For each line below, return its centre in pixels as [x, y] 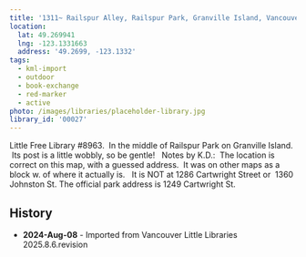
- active [34, 103]
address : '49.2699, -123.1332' [77, 52]
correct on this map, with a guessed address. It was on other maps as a [145, 165]
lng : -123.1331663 [53, 43]
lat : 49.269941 [46, 35]
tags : [20, 60]
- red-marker [42, 94]
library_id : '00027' [49, 119]
